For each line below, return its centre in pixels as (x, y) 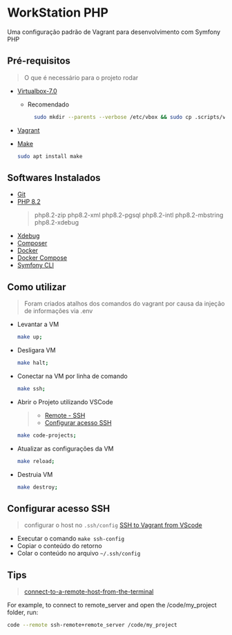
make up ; (30, 337)
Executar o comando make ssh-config (71, 539)
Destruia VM (35, 474)
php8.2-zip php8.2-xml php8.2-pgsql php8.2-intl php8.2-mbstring (129, 215)
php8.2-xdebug (57, 222)
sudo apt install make (50, 156)
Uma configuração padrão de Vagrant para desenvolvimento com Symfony (114, 32)
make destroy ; (37, 487)
